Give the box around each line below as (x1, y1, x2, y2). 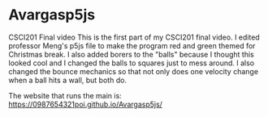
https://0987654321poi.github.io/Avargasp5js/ (8, 99, 162, 109)
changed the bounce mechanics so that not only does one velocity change (8, 66, 258, 76)
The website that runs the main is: (8, 90, 122, 100)
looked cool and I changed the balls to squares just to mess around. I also (8, 58, 254, 68)
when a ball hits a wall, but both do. (8, 75, 128, 85)
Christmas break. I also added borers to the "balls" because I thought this (8, 49, 254, 59)
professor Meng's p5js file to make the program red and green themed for (8, 40, 256, 50)
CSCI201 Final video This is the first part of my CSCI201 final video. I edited (8, 32, 260, 42)
